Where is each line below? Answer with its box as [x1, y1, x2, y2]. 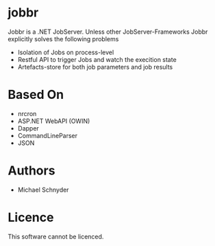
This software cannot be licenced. [8, 232, 104, 241]
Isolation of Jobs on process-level [17, 48, 114, 56]
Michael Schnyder [17, 186, 69, 194]
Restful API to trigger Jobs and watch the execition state [17, 55, 177, 63]
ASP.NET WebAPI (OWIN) [17, 117, 90, 125]
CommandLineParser [17, 131, 78, 139]
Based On [8, 87, 64, 102]
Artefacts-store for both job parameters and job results [17, 63, 173, 71]
